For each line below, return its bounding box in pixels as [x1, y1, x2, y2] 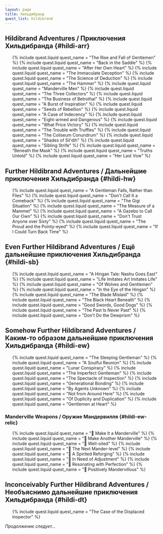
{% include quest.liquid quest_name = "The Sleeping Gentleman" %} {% [12, 355, 157, 360]
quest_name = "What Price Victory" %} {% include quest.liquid [12, 122, 138, 128]
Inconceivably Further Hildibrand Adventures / [5, 481, 149, 489]
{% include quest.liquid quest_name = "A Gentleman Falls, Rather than [12, 188, 153, 193]
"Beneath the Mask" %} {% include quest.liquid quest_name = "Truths [12, 148, 153, 154]
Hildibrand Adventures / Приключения [5, 34, 126, 42]
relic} [5, 419, 18, 426]
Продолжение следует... [5, 523, 56, 529]
